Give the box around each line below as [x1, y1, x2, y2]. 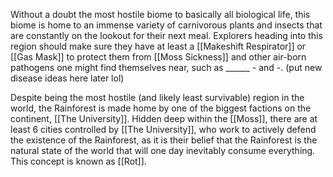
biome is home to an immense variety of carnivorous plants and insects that [10, 19, 323, 31]
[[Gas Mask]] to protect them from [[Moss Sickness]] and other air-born [10, 51, 307, 63]
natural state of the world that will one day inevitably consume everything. [10, 145, 316, 156]
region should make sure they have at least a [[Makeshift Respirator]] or [10, 40, 307, 52]
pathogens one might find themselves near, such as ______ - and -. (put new [10, 62, 323, 73]
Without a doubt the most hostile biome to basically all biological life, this [10, 9, 311, 20]
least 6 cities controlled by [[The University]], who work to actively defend [10, 124, 317, 135]
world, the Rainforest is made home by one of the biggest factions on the [10, 102, 312, 114]
